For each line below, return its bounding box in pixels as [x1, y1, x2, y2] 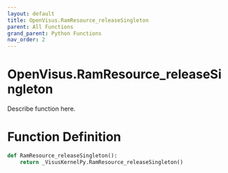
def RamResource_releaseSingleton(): [7, 152, 118, 159]
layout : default [7, 10, 55, 18]
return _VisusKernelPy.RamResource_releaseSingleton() [20, 158, 184, 165]
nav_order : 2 [7, 36, 46, 43]
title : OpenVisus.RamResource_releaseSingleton [7, 17, 149, 24]
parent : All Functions [7, 23, 74, 30]
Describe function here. [7, 104, 76, 113]
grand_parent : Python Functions [7, 29, 102, 37]
